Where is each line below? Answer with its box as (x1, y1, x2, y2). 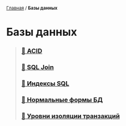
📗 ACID (21, 47, 42, 55)
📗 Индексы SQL (21, 79, 70, 87)
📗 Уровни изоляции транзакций (21, 111, 120, 120)
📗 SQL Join (21, 63, 55, 71)
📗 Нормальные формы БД (21, 95, 103, 104)
